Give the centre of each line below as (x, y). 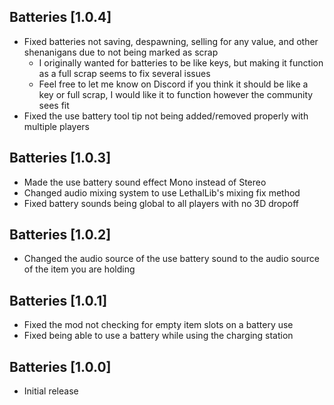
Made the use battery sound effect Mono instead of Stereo (145, 182)
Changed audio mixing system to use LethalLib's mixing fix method (162, 192)
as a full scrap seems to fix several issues (124, 73)
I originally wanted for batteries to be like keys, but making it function (181, 62)
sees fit (54, 105)
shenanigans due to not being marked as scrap (121, 52)
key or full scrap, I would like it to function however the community (176, 94)
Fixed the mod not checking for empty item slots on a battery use (158, 325)
